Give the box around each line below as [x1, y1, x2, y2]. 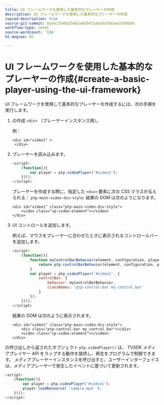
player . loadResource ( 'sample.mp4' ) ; [23, 386, 102, 391]
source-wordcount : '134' [5, 30, 56, 35]
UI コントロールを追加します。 [12, 222, 73, 228]
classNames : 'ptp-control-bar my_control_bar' [47, 285, 144, 290]
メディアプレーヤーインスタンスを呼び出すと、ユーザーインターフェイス [14, 357, 159, 362]
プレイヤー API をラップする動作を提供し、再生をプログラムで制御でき [9, 350, 152, 356]
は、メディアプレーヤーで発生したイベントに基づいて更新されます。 [5, 362, 141, 368]
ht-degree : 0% [5, 35, 34, 40]
